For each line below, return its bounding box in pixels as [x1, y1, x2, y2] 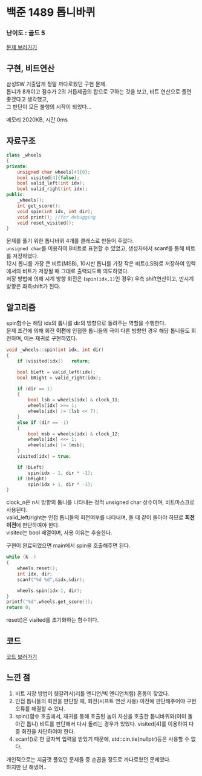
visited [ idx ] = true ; [17, 454, 71, 460]
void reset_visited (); [17, 220, 74, 226]
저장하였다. [12, 253, 39, 260]
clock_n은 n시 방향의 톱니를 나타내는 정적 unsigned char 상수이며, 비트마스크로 [6, 499, 195, 506]
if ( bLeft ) [17, 464, 45, 471]
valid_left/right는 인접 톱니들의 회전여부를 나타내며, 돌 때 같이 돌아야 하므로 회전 [6, 514, 195, 521]
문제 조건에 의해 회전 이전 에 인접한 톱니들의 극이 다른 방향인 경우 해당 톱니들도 [6, 327, 191, 335]
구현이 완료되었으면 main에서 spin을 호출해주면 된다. [6, 542, 131, 550]
